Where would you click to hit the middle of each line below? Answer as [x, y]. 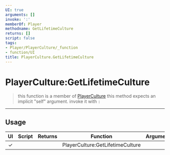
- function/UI [20, 52]
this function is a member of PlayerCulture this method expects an [87, 96]
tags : [11, 43]
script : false [20, 38]
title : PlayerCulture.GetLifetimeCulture [50, 57]
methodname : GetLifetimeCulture [39, 29]
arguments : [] [20, 15]
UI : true [14, 10]
